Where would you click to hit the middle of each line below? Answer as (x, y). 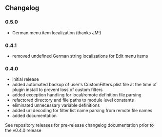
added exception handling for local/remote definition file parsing (77, 95)
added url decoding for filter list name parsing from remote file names (82, 111)
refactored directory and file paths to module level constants (73, 100)
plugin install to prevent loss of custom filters (57, 90)
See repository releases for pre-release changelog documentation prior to (80, 125)
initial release (25, 79)
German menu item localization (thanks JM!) (57, 33)
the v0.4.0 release (23, 130)
